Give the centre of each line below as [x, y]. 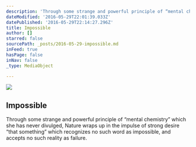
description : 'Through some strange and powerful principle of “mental [95, 11]
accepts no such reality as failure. [47, 138]
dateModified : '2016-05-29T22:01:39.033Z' [58, 17]
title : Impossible [28, 28]
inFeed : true [22, 50]
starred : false [24, 38]
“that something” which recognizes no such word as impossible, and [88, 132]
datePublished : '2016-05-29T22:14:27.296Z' [60, 22]
